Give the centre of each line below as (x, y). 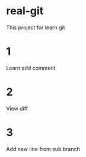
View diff (17, 108)
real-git (25, 11)
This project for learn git (36, 27)
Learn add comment (31, 68)
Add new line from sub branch (43, 149)
